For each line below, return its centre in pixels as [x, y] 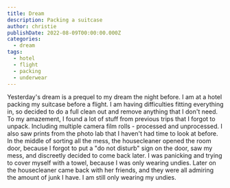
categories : [24, 39]
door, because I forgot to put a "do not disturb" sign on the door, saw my [110, 148]
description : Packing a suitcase [55, 20]
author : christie [32, 26]
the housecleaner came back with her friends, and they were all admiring [111, 170]
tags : [15, 52]
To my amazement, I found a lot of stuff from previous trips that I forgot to [111, 119]
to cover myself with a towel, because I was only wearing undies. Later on [112, 163]
